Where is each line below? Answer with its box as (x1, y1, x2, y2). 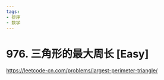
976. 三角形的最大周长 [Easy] (6, 47, 149, 60)
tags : (6, 8, 20, 15)
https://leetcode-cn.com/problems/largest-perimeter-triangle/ (6, 67, 158, 74)
